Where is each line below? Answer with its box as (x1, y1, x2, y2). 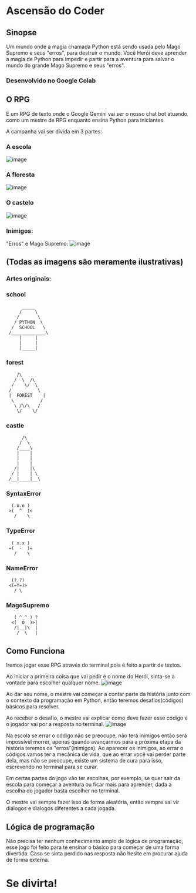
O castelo (6, 199, 34, 207)
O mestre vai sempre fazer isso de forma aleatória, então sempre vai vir (6, 798, 180, 806)
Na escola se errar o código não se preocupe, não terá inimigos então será (6, 732, 187, 739)
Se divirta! (6, 877, 58, 890)
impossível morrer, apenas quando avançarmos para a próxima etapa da (6, 738, 181, 745)
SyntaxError (6, 490, 42, 498)
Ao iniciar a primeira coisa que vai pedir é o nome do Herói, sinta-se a (6, 673, 175, 680)
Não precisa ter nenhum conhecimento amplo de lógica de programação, (6, 837, 184, 844)
